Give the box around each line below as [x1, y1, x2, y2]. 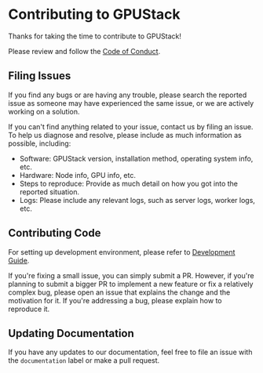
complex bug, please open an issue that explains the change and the [8, 288, 231, 297]
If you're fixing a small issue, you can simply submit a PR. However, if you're [8, 270, 254, 280]
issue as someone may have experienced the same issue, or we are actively [8, 98, 254, 107]
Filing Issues [8, 69, 71, 83]
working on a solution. [8, 107, 80, 116]
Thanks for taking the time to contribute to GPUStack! [8, 31, 182, 41]
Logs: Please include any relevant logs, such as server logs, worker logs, [19, 195, 255, 205]
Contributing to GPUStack [8, 5, 181, 24]
